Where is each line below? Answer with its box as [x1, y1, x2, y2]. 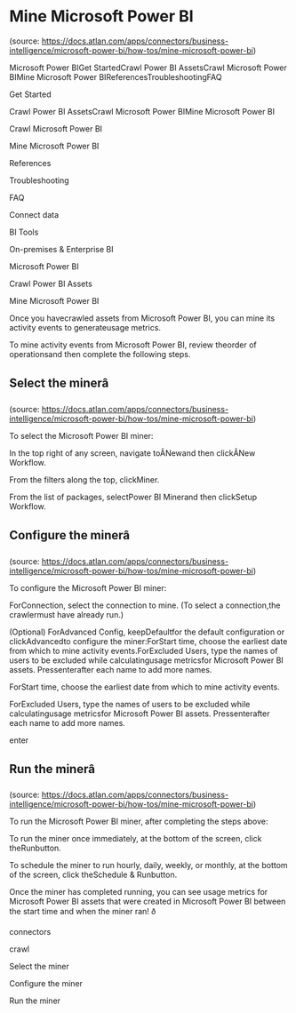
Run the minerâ [9, 762, 96, 777]
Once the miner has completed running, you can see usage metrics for [9, 887, 268, 897]
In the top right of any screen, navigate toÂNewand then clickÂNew [9, 447, 256, 459]
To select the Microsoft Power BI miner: [9, 430, 154, 441]
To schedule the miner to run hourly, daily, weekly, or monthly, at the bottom [9, 860, 288, 871]
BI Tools [9, 227, 39, 237]
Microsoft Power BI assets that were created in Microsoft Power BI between [9, 896, 286, 907]
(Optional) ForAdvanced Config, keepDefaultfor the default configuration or [9, 626, 285, 637]
